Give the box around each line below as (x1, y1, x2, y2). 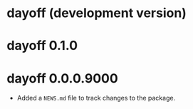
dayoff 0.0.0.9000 (6, 70, 118, 86)
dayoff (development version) (6, 5, 187, 21)
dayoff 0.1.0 (6, 38, 78, 54)
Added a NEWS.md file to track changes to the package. (16, 94, 176, 103)
